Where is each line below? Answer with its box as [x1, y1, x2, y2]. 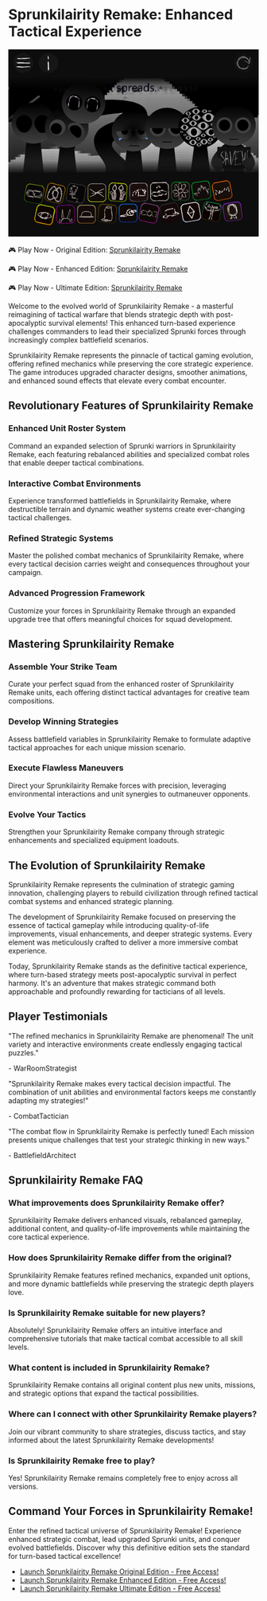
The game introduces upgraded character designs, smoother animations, [8, 367, 248, 377]
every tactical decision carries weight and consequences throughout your [8, 559, 250, 569]
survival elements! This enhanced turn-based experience [48, 318, 236, 327]
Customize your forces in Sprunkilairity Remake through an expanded [8, 605, 236, 615]
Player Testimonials [8, 1010, 108, 1024]
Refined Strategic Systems [8, 532, 114, 543]
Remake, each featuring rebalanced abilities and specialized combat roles [8, 449, 250, 459]
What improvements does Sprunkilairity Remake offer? [8, 1197, 225, 1208]
